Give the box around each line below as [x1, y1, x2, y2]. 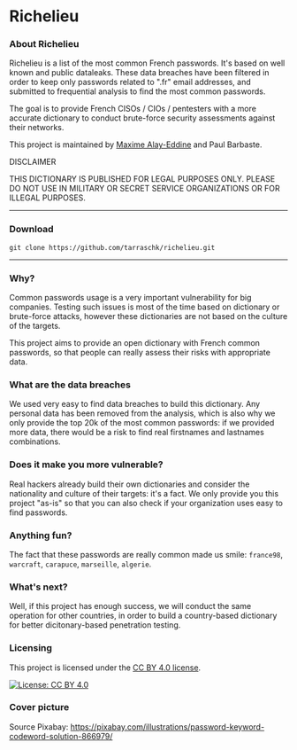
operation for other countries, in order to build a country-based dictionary [9, 610, 278, 621]
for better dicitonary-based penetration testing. [9, 620, 181, 630]
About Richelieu [9, 38, 80, 51]
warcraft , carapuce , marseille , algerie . [9, 559, 152, 569]
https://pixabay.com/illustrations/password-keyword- [70, 721, 265, 732]
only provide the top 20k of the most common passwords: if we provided [9, 418, 275, 428]
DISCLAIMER [9, 157, 57, 168]
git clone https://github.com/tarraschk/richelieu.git [9, 243, 216, 252]
